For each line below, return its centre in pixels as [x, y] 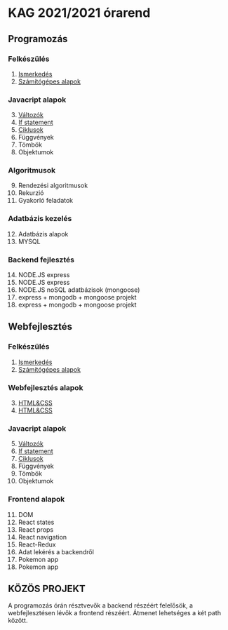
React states [36, 522]
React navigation [42, 537]
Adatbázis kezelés [40, 219]
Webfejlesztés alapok [46, 387]
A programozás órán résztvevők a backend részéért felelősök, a [101, 605]
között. [18, 621]
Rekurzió [31, 193]
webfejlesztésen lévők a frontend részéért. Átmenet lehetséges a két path [115, 613]
